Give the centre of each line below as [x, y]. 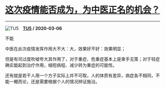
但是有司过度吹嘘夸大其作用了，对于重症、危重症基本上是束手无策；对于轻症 [82, 59]
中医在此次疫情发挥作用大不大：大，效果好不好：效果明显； [65, 49]
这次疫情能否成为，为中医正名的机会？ [83, 10]
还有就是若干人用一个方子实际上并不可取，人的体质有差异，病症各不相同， [80, 75]
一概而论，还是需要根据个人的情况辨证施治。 [54, 81]
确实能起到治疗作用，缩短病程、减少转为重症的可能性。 [61, 65]
